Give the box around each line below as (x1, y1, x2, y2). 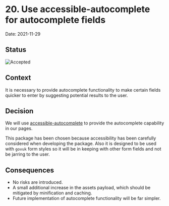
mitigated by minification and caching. (12, 190, 92, 196)
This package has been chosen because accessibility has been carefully (5, 135, 156, 142)
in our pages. (5, 125, 33, 131)
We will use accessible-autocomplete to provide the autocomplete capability (5, 120, 164, 126)
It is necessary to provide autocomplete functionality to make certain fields (5, 87, 161, 93)
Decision (5, 107, 34, 115)
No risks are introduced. (12, 179, 63, 185)
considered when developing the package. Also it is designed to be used (5, 141, 156, 147)
